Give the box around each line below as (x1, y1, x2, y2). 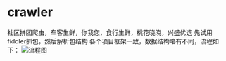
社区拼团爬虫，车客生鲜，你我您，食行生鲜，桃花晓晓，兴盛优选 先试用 (7, 28, 213, 36)
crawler (7, 4, 54, 20)
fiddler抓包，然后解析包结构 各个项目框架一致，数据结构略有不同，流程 (7, 36, 213, 46)
